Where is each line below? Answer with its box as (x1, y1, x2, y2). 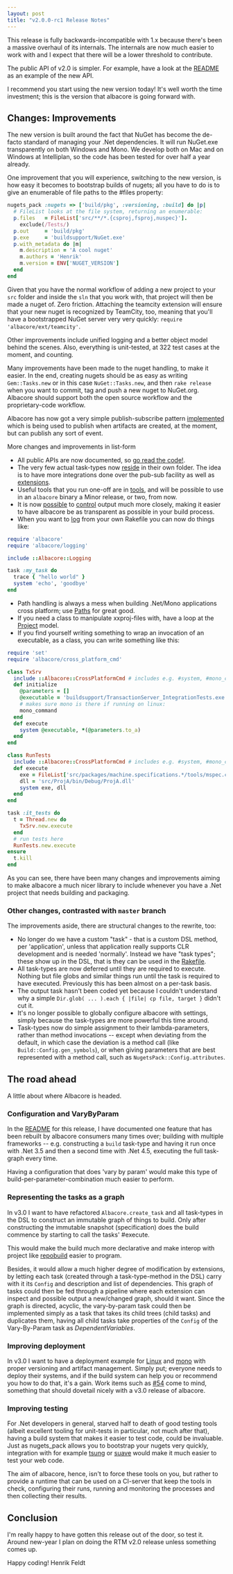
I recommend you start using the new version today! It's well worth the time (7, 85, 223, 93)
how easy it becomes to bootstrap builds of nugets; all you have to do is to (7, 181, 221, 190)
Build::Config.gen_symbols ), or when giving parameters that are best (17, 1046, 216, 1054)
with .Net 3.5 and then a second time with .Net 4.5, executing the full (7, 1147, 203, 1155)
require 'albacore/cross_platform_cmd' (7, 655, 123, 663)
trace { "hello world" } (13, 573, 85, 580)
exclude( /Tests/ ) (19, 221, 70, 228)
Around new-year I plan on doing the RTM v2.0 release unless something (7, 1538, 216, 1546)
